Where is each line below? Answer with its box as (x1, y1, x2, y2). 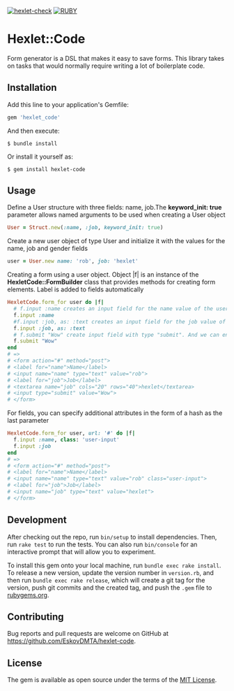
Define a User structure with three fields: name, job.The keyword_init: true (7, 203, 222, 212)
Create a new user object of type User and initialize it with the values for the (7, 237, 226, 245)
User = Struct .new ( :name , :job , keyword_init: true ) (7, 224, 164, 231)
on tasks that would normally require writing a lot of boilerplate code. (7, 61, 205, 70)
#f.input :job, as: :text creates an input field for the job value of (13, 318, 226, 325)
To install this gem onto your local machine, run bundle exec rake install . (7, 561, 221, 569)
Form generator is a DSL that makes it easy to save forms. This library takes (7, 54, 225, 62)
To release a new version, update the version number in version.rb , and (7, 568, 214, 576)
